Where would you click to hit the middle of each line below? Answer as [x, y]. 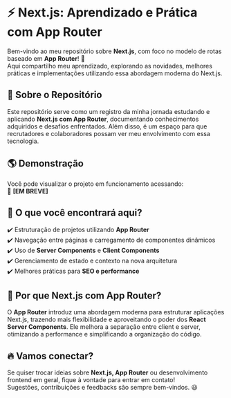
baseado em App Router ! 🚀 [46, 58]
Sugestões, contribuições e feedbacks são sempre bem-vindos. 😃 [103, 387]
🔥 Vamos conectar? [50, 356]
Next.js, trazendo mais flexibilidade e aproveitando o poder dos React [107, 320]
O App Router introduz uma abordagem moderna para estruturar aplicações [116, 312]
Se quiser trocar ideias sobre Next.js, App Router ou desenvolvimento [108, 372]
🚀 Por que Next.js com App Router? [84, 295]
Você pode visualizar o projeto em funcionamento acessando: [95, 184]
